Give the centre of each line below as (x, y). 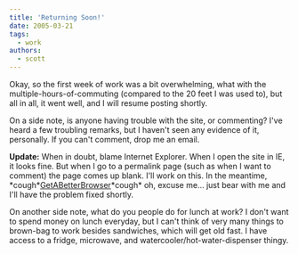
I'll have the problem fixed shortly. (72, 194)
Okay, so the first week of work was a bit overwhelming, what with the (138, 84)
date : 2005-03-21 (41, 26)
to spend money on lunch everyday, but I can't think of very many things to (147, 221)
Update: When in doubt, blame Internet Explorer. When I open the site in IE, (147, 156)
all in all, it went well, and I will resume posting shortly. (109, 103)
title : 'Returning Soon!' (57, 17)
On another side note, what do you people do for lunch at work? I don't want (149, 212)
